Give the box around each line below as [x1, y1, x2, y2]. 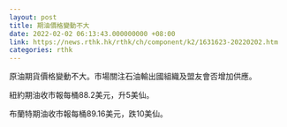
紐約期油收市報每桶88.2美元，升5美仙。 [9, 90, 155, 101]
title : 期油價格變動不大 [9, 21, 90, 30]
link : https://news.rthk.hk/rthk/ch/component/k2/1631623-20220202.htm [9, 37, 278, 47]
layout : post [9, 12, 57, 22]
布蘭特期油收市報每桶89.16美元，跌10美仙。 [9, 108, 168, 119]
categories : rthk [9, 46, 73, 55]
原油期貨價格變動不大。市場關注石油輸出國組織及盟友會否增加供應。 [9, 71, 257, 82]
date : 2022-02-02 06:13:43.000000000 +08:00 [9, 29, 176, 38]
